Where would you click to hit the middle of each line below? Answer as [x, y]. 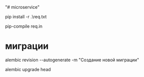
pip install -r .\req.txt [26, 17]
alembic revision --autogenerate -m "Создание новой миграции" [72, 60]
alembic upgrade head [28, 69]
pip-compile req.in [24, 26]
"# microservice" [22, 7]
